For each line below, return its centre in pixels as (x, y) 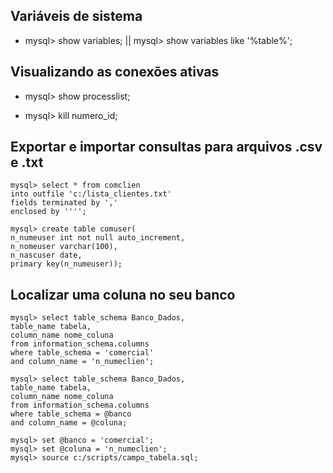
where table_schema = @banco (71, 414)
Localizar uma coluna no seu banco (123, 294)
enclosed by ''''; (48, 212)
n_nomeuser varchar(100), (64, 247)
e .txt (27, 162)
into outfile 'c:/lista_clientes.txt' (91, 194)
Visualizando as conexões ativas (115, 72)
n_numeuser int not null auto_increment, (98, 238)
